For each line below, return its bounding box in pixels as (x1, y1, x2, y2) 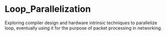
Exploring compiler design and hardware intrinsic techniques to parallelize (4, 20, 157, 26)
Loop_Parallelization (4, 3, 91, 15)
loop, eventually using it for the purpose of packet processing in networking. (4, 25, 162, 31)
